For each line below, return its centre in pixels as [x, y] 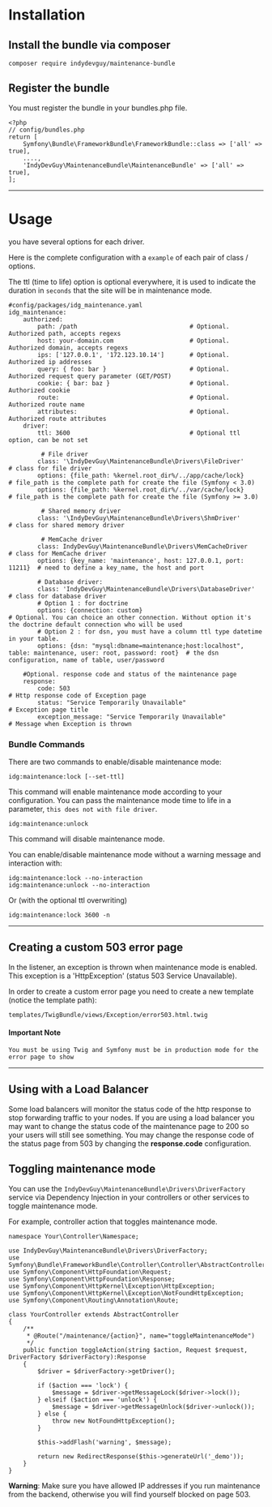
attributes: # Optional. [134, 411]
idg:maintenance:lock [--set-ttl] [67, 777]
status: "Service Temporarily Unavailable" [112, 702]
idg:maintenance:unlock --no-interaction [79, 886]
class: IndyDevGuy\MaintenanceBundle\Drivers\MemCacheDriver [143, 546]
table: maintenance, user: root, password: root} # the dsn [114, 653]
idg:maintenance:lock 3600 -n [59, 915]
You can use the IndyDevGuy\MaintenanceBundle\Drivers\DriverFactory [127, 1188]
